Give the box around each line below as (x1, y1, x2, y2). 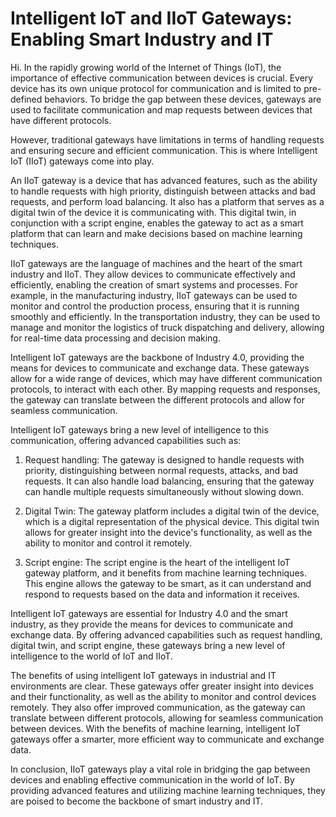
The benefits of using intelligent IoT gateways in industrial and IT (10, 669, 277, 681)
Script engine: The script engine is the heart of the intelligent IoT (24, 556, 291, 568)
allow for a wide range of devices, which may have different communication (10, 372, 323, 384)
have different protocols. (10, 114, 112, 126)
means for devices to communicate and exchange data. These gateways (10, 362, 310, 374)
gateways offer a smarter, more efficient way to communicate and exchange (10, 733, 325, 745)
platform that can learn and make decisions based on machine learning (10, 227, 303, 239)
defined (10, 93, 43, 105)
